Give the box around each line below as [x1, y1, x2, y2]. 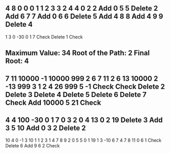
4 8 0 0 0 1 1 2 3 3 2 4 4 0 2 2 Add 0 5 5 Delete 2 [5, 4, 158, 13]
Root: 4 [5, 56, 29, 66]
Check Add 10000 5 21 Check [5, 98, 101, 107]
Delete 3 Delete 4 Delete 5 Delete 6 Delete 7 [5, 90, 147, 99]
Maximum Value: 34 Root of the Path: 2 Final [5, 49, 150, 58]
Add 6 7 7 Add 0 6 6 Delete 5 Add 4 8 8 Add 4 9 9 [5, 12, 163, 21]
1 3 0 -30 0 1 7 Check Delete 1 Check [5, 33, 83, 40]
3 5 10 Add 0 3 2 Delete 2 [5, 123, 86, 132]
